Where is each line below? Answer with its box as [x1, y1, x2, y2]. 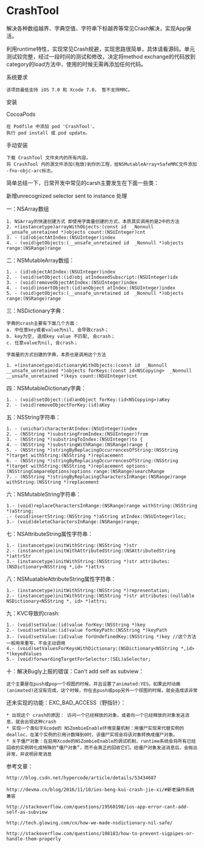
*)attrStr [6, 553, 32, 559]
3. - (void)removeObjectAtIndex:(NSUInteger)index [6, 279, 138, 286]
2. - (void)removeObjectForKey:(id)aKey [6, 402, 111, 408]
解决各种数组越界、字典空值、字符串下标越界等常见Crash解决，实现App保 [6, 24, 192, 32]
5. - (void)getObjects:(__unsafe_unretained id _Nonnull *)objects [6, 290, 184, 296]
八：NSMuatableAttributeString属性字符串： [6, 575, 117, 582]
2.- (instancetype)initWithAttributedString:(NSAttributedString [6, 548, 175, 554]
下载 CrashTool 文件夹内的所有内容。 [6, 154, 91, 161]
